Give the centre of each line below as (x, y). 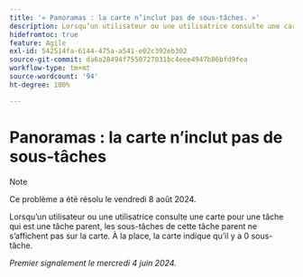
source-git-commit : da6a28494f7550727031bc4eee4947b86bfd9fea (129, 60)
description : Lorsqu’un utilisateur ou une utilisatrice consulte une (145, 26)
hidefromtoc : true (44, 34)
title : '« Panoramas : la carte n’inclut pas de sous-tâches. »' (134, 18)
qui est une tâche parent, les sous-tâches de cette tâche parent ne (133, 226)
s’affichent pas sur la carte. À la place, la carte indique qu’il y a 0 (129, 235)
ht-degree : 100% (40, 85)
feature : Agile (38, 43)
